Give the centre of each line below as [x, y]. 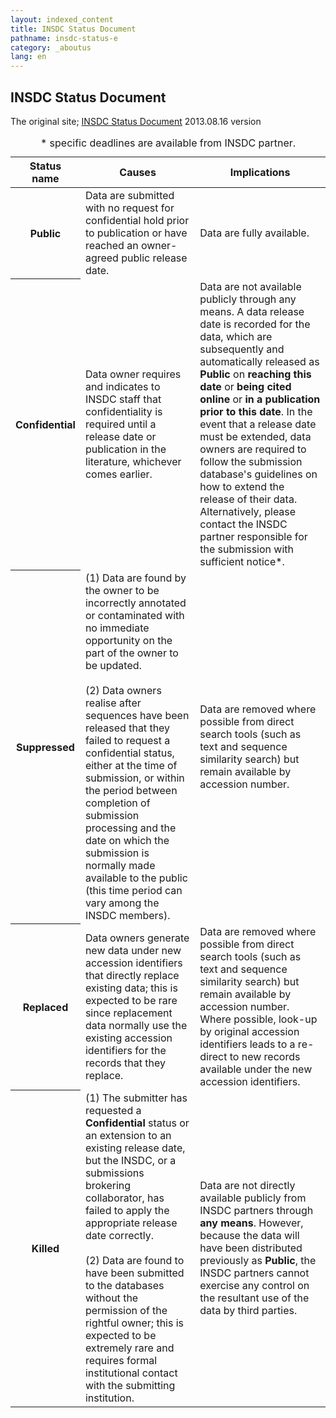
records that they [125, 1063]
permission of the [126, 1310]
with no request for [129, 208]
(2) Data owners [123, 690]
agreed [101, 258]
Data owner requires [133, 374]
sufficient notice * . [242, 561]
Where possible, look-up [258, 1019]
